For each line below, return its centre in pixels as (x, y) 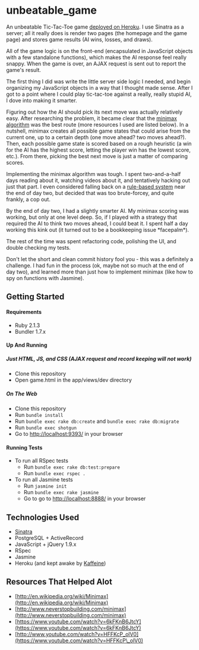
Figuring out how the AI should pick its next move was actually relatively (94, 112)
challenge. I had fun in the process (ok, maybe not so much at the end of (95, 265)
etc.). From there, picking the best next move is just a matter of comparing (97, 156)
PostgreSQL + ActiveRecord (49, 538)
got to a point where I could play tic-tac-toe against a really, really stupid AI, (99, 94)
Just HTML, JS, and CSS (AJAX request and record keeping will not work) (99, 359)
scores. (15, 162)
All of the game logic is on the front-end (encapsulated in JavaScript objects (99, 51)
